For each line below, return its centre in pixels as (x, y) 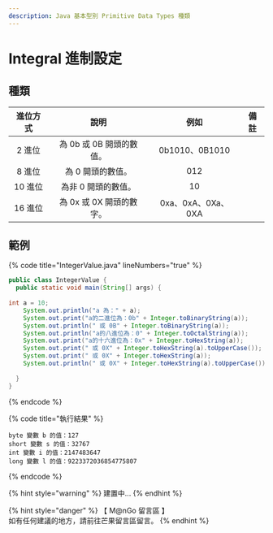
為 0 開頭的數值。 (98, 171)
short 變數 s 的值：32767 (49, 444)
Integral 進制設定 (65, 58)
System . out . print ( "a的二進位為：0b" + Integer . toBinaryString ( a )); (136, 318)
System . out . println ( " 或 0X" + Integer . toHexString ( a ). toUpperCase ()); (146, 364)
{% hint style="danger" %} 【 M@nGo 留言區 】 (89, 510)
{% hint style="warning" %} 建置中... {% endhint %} (95, 493)
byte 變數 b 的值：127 (44, 435)
